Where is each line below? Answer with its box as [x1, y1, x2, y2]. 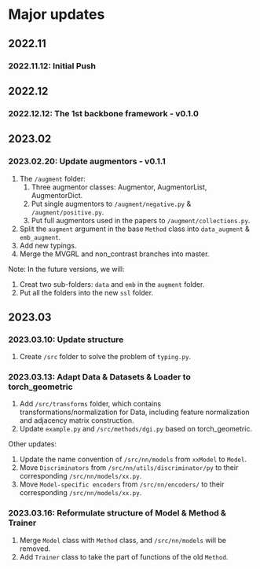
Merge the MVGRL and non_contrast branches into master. [19, 249, 210, 259]
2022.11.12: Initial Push [8, 61, 97, 72]
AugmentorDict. [31, 190, 83, 200]
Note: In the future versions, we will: [8, 264, 125, 273]
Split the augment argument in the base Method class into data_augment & [19, 224, 250, 233]
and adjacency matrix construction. [19, 416, 135, 425]
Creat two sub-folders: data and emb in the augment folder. [19, 279, 205, 288]
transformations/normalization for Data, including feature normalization [19, 407, 250, 417]
